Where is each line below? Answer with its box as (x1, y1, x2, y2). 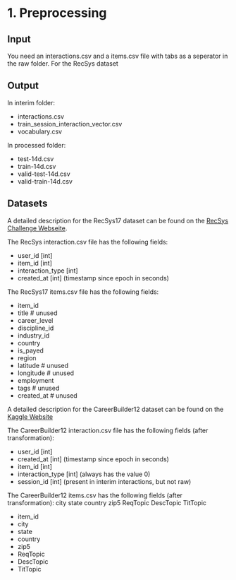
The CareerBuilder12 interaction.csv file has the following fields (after (7, 426, 209, 434)
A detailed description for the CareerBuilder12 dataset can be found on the (7, 405, 224, 413)
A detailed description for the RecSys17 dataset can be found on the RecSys (7, 216, 229, 225)
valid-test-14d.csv (17, 170, 70, 178)
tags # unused (17, 384, 60, 392)
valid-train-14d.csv (17, 177, 73, 185)
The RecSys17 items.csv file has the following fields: (7, 288, 159, 296)
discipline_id (17, 324, 54, 332)
